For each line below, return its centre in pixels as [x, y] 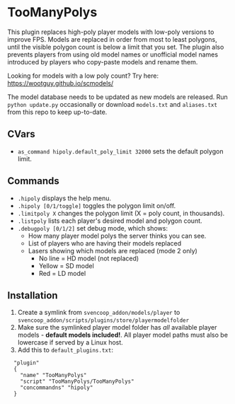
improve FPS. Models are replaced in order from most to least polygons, [112, 39]
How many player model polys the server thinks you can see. [117, 236]
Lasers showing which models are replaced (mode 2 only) [113, 250]
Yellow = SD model [66, 265]
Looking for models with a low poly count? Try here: [83, 76]
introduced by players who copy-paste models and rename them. [103, 62]
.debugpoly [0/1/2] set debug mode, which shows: [93, 228]
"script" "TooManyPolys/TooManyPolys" [77, 382]
